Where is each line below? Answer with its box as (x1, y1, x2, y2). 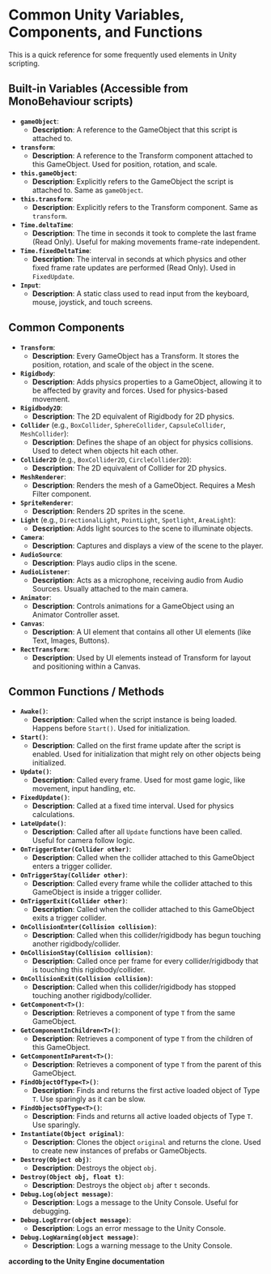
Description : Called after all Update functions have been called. (32, 827, 243, 837)
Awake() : (19, 706, 49, 716)
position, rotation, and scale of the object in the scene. (32, 359, 214, 369)
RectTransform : (19, 643, 70, 654)
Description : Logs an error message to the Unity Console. (32, 1224, 227, 1233)
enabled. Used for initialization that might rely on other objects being (32, 749, 261, 760)
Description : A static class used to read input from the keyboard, (32, 288, 249, 298)
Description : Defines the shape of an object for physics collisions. (32, 437, 253, 447)
